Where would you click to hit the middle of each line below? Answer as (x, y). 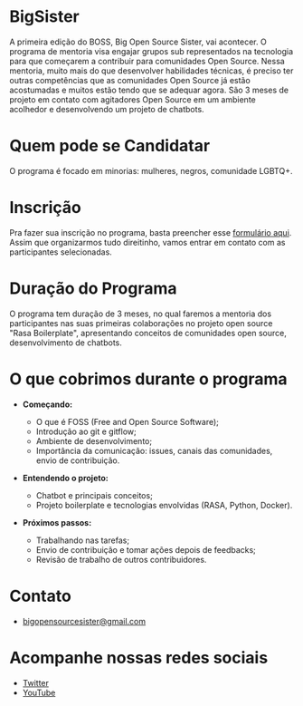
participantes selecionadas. (61, 252)
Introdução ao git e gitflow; (86, 431)
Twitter (36, 682)
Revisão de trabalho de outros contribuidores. (121, 559)
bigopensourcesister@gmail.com (84, 621)
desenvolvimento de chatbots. (66, 343)
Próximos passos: (57, 522)
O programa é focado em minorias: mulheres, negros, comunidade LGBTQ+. (151, 170)
